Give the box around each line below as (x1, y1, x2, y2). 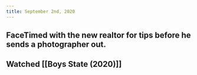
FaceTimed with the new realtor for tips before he (6, 30, 191, 40)
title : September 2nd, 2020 (6, 8, 75, 15)
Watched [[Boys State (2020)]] (6, 59, 122, 69)
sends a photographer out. (6, 39, 106, 50)
